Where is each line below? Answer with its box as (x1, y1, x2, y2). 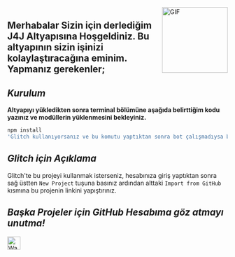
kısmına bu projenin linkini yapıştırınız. (7, 186, 117, 195)
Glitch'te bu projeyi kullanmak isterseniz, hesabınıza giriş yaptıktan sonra (7, 171, 217, 179)
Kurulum (7, 87, 46, 99)
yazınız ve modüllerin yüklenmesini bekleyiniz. (7, 113, 147, 122)
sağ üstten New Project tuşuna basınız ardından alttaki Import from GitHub (7, 179, 222, 187)
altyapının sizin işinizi (7, 41, 104, 53)
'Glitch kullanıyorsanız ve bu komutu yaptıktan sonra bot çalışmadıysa (7, 133, 224, 141)
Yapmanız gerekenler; (7, 63, 106, 76)
